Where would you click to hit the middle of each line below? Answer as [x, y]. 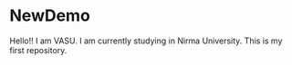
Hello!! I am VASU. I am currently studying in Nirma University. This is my [146, 41]
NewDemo [50, 16]
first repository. [38, 50]
